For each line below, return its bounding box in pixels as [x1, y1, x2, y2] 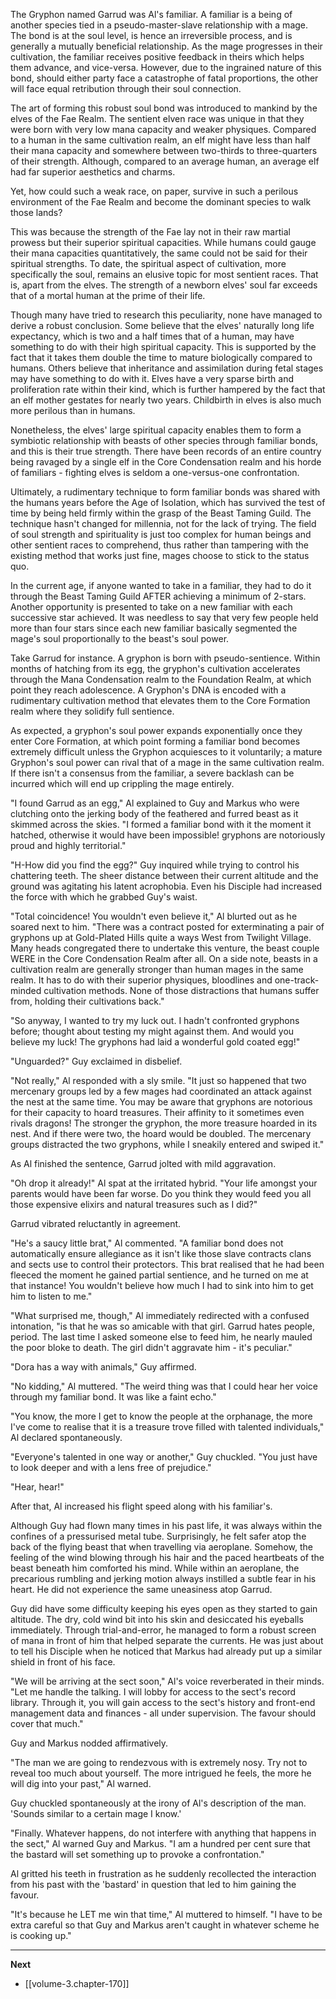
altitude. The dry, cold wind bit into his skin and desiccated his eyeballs [10, 1614, 304, 1625]
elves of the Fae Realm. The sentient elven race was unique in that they [10, 113, 305, 124]
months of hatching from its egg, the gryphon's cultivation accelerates [10, 663, 301, 674]
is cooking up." [10, 1930, 72, 1941]
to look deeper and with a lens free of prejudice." [10, 1462, 212, 1473]
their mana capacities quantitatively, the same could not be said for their [10, 247, 308, 259]
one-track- [274, 974, 320, 986]
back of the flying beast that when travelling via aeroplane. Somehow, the [10, 1541, 313, 1553]
